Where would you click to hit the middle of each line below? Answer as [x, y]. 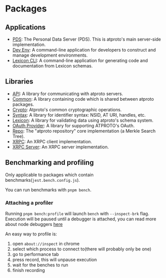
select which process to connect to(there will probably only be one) [82, 249]
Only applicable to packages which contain [49, 175]
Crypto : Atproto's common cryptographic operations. [67, 109]
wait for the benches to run [40, 265]
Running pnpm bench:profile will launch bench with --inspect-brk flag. [77, 213]
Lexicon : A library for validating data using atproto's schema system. [83, 120]
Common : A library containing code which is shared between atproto [83, 99]
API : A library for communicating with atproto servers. [68, 94]
